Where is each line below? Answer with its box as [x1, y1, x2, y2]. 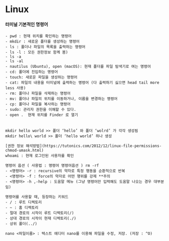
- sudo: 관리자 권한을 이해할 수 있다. [5, 107, 77, 112]
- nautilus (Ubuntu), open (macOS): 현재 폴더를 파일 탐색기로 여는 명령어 [5, 64, 151, 69]
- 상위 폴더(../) [5, 221, 38, 226]
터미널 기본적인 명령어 [5, 21, 48, 27]
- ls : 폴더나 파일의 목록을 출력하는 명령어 [5, 45, 86, 50]
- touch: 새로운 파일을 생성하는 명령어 [5, 75, 78, 80]
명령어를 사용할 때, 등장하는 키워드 [5, 194, 69, 199]
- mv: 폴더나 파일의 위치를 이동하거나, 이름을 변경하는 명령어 [5, 96, 118, 102]
